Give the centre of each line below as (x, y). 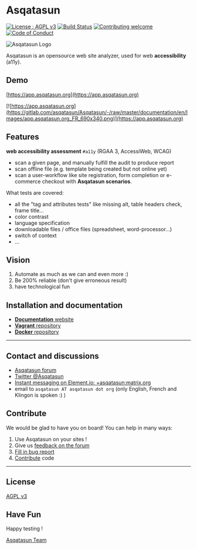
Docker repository (37, 332)
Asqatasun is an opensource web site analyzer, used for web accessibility (96, 55)
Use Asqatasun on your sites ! (51, 439)
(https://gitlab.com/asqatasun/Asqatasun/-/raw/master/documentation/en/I (97, 112)
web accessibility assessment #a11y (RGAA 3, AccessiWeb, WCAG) (89, 151)
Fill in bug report (34, 451)
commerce (28, 181)
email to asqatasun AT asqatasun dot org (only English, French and (96, 389)
